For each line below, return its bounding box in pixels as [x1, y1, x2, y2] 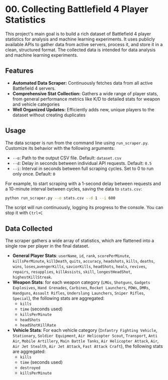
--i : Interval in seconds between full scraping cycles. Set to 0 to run [12, 165, 154, 171]
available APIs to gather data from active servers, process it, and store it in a [5, 41, 163, 47]
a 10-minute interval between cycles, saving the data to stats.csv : [5, 185, 142, 192]
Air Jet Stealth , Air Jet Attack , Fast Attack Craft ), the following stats [12, 343, 163, 349]
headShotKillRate [20, 323, 57, 328]
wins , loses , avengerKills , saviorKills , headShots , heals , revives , [12, 263, 147, 269]
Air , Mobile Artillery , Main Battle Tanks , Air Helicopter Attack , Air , [12, 338, 159, 344]
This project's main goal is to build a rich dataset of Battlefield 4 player [5, 31, 151, 37]
